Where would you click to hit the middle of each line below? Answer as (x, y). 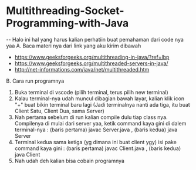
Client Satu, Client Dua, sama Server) (59, 111)
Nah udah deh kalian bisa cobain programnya (70, 161)
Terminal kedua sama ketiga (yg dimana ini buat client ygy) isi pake (96, 142)
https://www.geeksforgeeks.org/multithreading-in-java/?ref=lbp (92, 57)
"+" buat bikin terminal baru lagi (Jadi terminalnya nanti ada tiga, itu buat (102, 104)
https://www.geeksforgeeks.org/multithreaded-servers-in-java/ (91, 63)
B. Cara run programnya (35, 81)
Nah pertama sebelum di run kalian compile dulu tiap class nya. (91, 117)
